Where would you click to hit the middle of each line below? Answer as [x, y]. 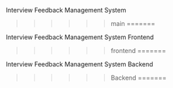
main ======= [133, 23]
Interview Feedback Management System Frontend [80, 37]
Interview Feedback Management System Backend [79, 64]
